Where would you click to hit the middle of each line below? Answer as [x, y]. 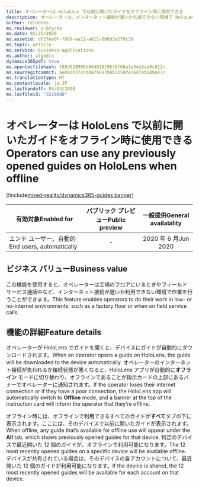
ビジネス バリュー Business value [67, 269]
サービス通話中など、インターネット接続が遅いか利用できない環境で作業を [97, 292]
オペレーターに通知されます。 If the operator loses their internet [99, 385]
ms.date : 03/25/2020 [32, 34]
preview [111, 227]
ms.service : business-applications [50, 50]
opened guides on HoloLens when [92, 166]
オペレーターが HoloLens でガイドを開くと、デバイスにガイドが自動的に [94, 348]
